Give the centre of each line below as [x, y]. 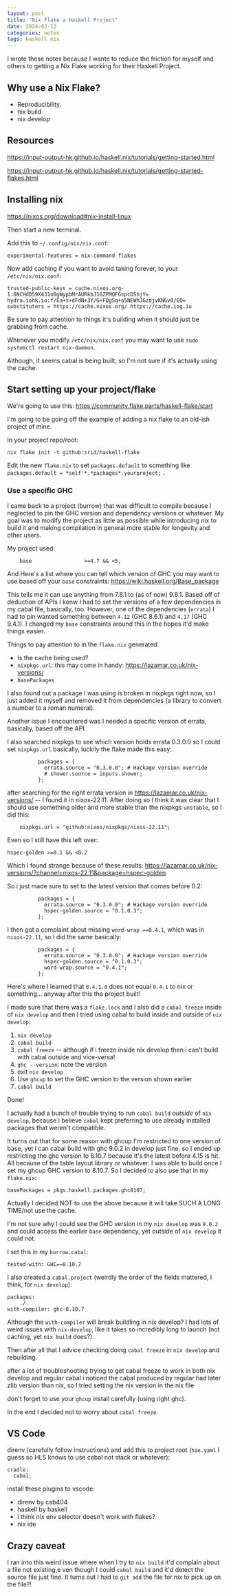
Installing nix [35, 200]
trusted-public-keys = [40, 288]
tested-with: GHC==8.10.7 [44, 1264]
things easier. [26, 631]
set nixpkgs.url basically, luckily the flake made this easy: [89, 749]
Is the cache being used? [53, 657]
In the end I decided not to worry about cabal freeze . [82, 1412]
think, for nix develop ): [40, 1284]
